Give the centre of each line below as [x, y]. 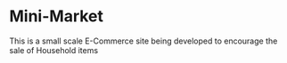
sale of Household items [54, 50]
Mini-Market [57, 16]
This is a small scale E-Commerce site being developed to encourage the [143, 41]
